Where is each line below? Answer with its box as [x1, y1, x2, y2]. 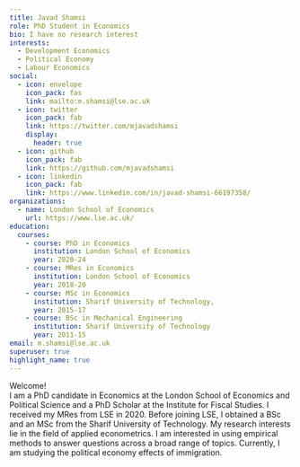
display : [25, 130, 58, 139]
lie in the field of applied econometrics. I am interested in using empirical [9, 427, 278, 438]
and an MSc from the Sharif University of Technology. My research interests [9, 419, 292, 429]
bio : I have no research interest [9, 30, 139, 39]
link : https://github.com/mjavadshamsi [25, 163, 175, 172]
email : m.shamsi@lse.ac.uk [9, 339, 110, 348]
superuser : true [9, 347, 70, 356]
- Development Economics [17, 47, 110, 56]
